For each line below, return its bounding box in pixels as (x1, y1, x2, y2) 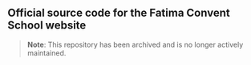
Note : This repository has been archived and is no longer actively (26, 40, 244, 49)
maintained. (26, 48, 67, 58)
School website (7, 19, 87, 32)
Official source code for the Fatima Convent (7, 6, 230, 20)
